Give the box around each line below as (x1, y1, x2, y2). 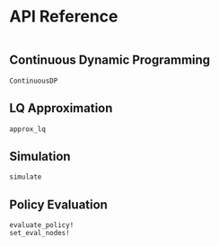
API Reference (9, 6, 118, 27)
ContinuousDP (9, 76, 58, 85)
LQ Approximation (9, 101, 113, 116)
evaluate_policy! (9, 221, 74, 230)
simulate (9, 172, 42, 181)
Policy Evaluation (9, 197, 108, 212)
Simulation (9, 148, 71, 163)
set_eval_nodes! (9, 229, 70, 238)
